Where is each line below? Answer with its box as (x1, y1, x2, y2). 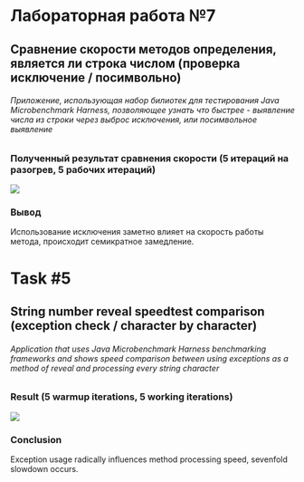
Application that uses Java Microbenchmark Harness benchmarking (10, 343, 267, 354)
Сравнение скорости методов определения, (10, 42, 277, 57)
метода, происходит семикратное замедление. (10, 236, 195, 247)
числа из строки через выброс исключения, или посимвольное (10, 114, 257, 125)
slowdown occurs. (10, 463, 79, 474)
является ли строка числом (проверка (10, 55, 241, 71)
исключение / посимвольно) (10, 70, 182, 85)
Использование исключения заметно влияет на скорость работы (10, 227, 264, 237)
